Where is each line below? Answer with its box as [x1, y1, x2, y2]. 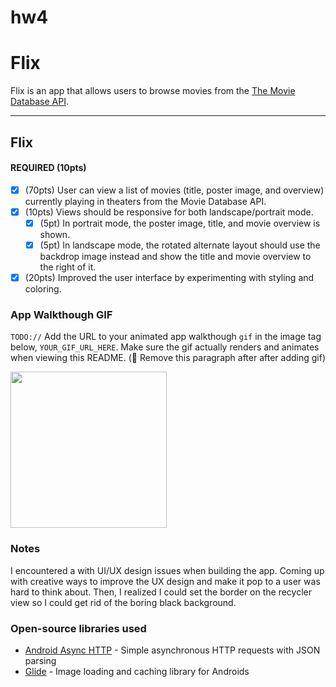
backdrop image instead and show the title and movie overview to [39, 250, 312, 262]
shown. [39, 228, 71, 240]
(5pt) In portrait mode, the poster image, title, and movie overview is [39, 217, 321, 229]
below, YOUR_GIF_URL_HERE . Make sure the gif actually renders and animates [10, 341, 320, 353]
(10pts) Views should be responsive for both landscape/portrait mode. [24, 206, 314, 218]
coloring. [24, 283, 62, 295]
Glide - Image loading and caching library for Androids [24, 665, 250, 677]
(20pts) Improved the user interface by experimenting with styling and [24, 271, 315, 283]
